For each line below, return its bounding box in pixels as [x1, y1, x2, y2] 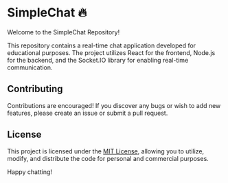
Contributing [7, 83, 63, 95]
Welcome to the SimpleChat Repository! [7, 28, 120, 36]
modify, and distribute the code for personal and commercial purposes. [7, 154, 209, 162]
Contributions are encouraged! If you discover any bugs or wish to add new [7, 101, 221, 109]
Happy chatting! [7, 167, 53, 176]
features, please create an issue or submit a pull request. [7, 109, 168, 117]
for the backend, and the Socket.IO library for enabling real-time [7, 56, 189, 64]
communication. [7, 63, 53, 72]
